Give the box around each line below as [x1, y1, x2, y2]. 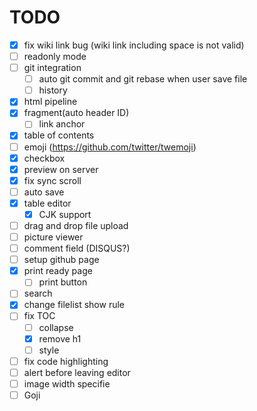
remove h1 [38, 332, 82, 345]
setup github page [23, 254, 100, 266]
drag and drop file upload [23, 219, 129, 231]
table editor [23, 197, 72, 209]
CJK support [38, 208, 92, 220]
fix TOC [23, 310, 56, 322]
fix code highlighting [23, 355, 109, 367]
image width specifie [23, 377, 111, 390]
